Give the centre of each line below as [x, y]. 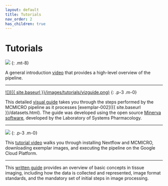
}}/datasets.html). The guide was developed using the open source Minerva [83, 112]
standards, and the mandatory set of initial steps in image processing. [77, 178]
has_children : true [25, 24]
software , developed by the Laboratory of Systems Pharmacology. [73, 118]
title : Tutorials [23, 14]
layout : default [22, 10]
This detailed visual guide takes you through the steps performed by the [79, 102]
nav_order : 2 [19, 19]
